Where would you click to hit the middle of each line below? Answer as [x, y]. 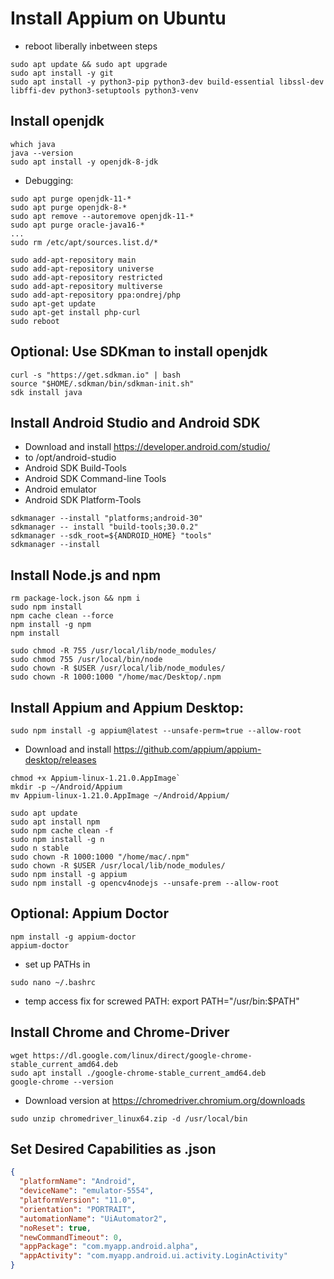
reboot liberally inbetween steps [91, 46]
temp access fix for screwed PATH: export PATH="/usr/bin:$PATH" [162, 1001]
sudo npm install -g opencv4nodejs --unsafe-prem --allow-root [145, 883]
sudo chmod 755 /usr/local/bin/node [86, 660]
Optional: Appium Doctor [89, 913]
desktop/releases [60, 760]
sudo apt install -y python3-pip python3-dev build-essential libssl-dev [167, 82]
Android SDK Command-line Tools [95, 479]
